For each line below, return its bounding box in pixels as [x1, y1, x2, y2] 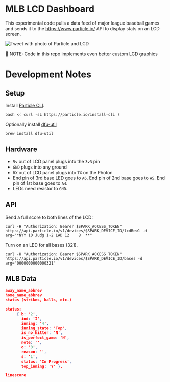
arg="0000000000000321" [5, 260, 56, 266]
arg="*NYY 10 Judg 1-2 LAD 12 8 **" [5, 233, 93, 238]
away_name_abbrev [5, 288, 42, 293]
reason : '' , [21, 349, 47, 354]
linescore [5, 373, 27, 378]
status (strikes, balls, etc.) [5, 297, 72, 303]
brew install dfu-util [5, 131, 54, 136]
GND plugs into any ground [12, 164, 67, 170]
